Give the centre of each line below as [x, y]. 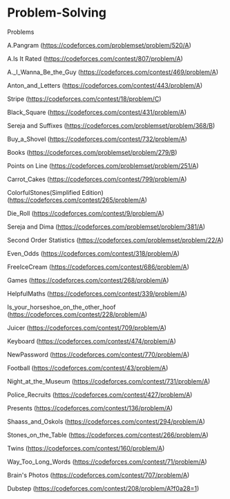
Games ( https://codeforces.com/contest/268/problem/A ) [88, 280]
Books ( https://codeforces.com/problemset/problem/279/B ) [92, 152]
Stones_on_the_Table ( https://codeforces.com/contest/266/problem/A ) [108, 435]
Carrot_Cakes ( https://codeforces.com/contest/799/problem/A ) [97, 179]
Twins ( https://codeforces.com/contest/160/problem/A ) [86, 448]
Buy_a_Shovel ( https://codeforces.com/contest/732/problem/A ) [97, 139]
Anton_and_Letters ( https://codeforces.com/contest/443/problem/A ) [105, 85]
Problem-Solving [57, 13]
